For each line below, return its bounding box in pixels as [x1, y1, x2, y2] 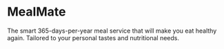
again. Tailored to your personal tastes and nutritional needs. [7, 33, 180, 42]
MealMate [7, 4, 66, 20]
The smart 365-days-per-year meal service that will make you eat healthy [7, 27, 217, 35]
